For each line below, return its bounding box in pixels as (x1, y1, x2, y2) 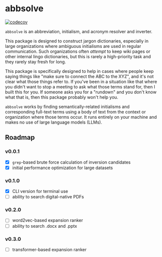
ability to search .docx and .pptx (12, 223, 77, 229)
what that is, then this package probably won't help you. (5, 94, 118, 100)
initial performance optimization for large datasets (12, 165, 113, 171)
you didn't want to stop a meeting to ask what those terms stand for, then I (5, 84, 155, 89)
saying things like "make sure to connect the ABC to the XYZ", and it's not (5, 73, 154, 79)
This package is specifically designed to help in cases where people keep (5, 68, 154, 74)
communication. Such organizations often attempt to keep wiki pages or (5, 48, 151, 54)
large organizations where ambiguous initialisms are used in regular (5, 43, 141, 49)
